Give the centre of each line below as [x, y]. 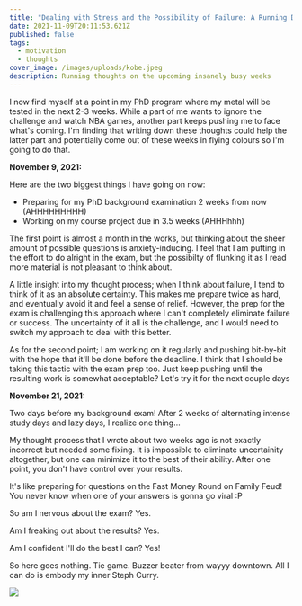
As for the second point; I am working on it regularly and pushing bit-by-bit [148, 349]
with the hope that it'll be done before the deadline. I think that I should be [146, 359]
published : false [42, 34]
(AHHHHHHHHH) [54, 211]
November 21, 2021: [47, 396]
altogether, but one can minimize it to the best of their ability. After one [140, 459]
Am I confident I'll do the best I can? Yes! [85, 548]
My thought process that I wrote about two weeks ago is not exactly [135, 440]
